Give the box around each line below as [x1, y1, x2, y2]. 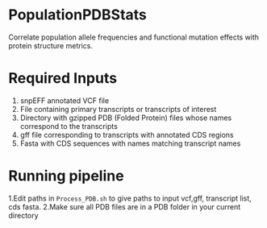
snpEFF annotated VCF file [19, 95, 110, 106]
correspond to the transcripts [19, 121, 119, 131]
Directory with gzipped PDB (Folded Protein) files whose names [19, 113, 232, 122]
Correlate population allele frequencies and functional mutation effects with [8, 32, 260, 42]
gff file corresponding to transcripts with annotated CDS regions [19, 130, 234, 139]
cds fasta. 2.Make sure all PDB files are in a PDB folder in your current [8, 201, 241, 211]
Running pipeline [8, 167, 124, 185]
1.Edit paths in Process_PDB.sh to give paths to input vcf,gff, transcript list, [8, 193, 252, 203]
